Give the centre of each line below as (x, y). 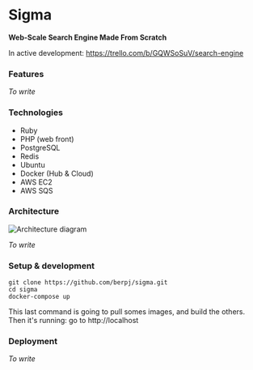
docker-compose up (39, 297)
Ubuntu (33, 164)
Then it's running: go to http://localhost (74, 321)
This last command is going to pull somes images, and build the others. (126, 312)
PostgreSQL (40, 147)
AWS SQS (37, 190)
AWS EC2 (36, 182)
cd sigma (23, 290)
